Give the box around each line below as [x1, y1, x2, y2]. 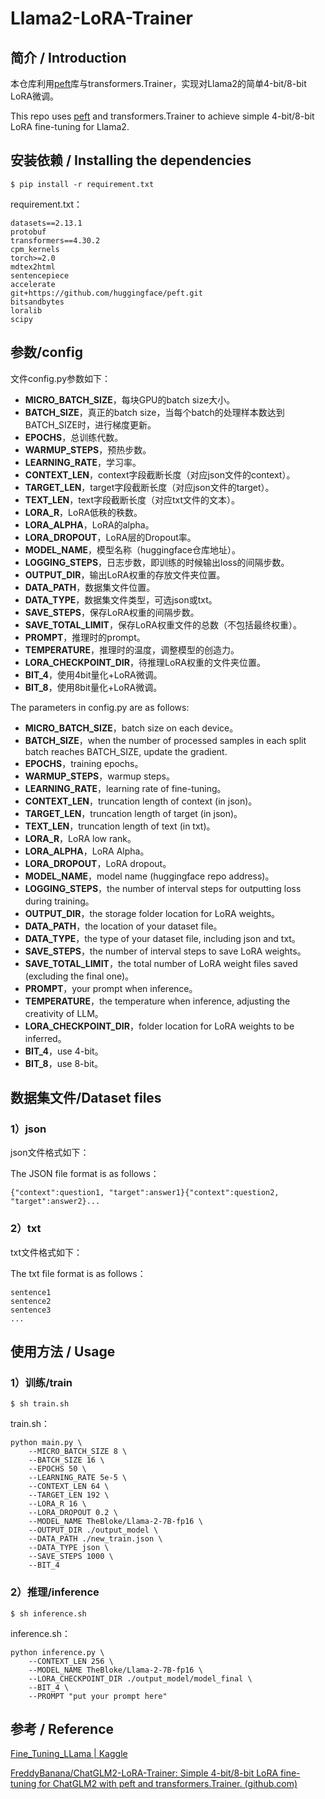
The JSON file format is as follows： [10, 1168, 160, 1180]
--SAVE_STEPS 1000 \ [28, 1552, 114, 1562]
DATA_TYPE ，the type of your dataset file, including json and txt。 [24, 932, 301, 944]
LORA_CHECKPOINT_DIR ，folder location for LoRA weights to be [24, 1020, 295, 1032]
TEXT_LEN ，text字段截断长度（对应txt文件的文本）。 [24, 493, 241, 506]
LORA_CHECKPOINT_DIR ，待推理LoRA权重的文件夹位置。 [24, 656, 266, 668]
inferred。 [24, 1032, 67, 1044]
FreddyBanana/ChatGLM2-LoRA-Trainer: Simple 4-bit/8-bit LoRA [10, 1767, 279, 1779]
